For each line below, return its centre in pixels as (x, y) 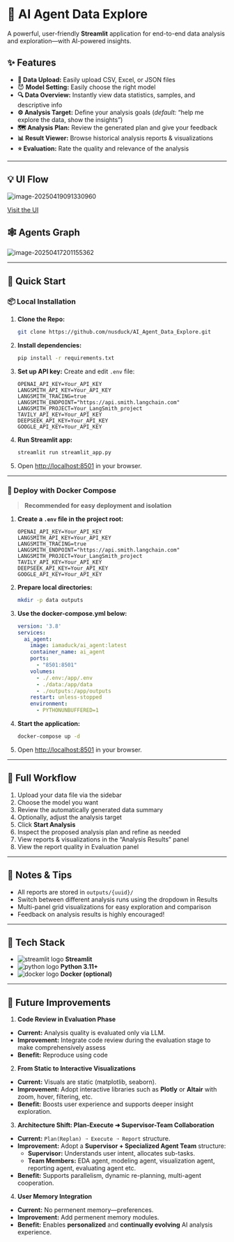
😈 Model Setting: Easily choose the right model (86, 87)
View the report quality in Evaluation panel (78, 846)
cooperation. (36, 1183)
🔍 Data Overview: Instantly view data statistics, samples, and (106, 95)
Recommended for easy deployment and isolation (98, 505)
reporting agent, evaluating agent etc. (82, 1168)
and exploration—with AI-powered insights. (69, 40)
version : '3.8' (39, 626)
